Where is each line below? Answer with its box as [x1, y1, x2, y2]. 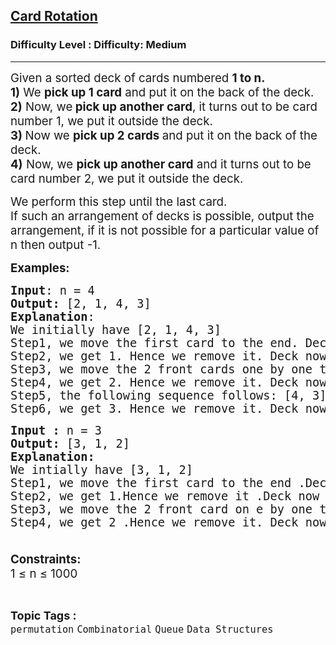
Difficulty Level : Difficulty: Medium [10, 38, 187, 52]
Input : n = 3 [10, 423, 103, 438]
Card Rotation [10, 8, 98, 25]
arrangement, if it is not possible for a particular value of [10, 222, 320, 238]
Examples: [10, 260, 70, 276]
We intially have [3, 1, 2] [10, 462, 194, 477]
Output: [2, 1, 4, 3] [10, 296, 152, 311]
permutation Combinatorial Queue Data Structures [10, 623, 274, 636]
